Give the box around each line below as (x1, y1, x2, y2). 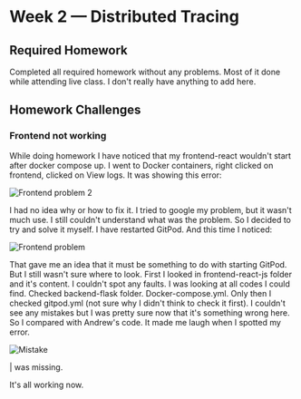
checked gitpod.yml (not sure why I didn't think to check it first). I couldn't (9, 297, 286, 308)
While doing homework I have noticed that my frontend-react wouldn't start (9, 150, 292, 161)
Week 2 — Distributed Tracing (9, 6, 240, 27)
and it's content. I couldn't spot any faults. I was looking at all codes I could (9, 278, 290, 289)
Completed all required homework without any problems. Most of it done (9, 66, 281, 77)
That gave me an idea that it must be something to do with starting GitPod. (9, 258, 287, 269)
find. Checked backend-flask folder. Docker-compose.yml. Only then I (9, 287, 272, 298)
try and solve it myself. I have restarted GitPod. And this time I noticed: (9, 224, 273, 235)
